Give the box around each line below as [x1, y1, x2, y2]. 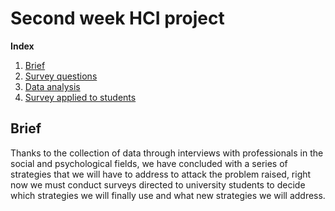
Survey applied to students [24, 91, 137, 103]
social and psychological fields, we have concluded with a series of [10, 157, 288, 169]
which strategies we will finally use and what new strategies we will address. [10, 189, 326, 201]
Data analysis [24, 80, 81, 92]
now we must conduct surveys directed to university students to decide [10, 178, 306, 191]
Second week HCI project [10, 7, 225, 30]
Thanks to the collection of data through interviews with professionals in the [10, 147, 324, 159]
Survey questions [24, 70, 98, 82]
